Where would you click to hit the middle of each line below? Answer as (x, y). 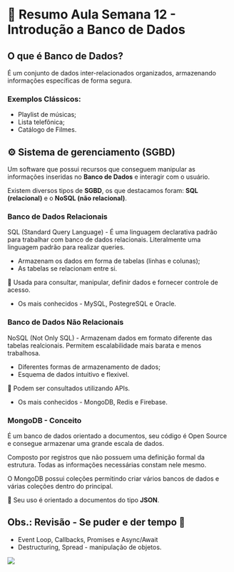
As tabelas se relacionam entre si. (67, 269)
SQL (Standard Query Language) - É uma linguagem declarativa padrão (112, 232)
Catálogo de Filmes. (47, 130)
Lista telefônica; (41, 122)
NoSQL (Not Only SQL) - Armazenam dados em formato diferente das (110, 338)
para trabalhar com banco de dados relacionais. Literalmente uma (104, 240)
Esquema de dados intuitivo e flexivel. (73, 374)
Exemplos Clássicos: (44, 99)
